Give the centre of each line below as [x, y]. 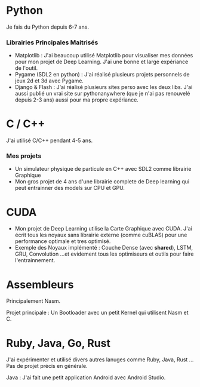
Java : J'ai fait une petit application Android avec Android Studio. [86, 377]
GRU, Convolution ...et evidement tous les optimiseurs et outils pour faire [104, 254]
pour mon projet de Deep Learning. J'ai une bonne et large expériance [101, 62]
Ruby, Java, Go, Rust [58, 343]
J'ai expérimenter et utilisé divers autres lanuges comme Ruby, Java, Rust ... [100, 360]
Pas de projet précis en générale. [47, 366]
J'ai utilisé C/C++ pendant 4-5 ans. [50, 140]
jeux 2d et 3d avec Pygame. [49, 81]
